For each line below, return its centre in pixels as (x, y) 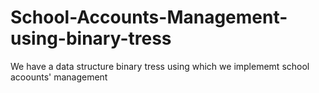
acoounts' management (59, 77)
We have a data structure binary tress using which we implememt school (160, 66)
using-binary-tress (91, 38)
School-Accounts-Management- (149, 17)
